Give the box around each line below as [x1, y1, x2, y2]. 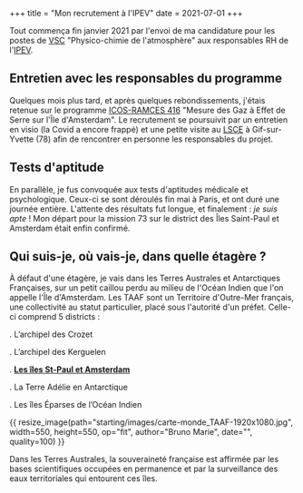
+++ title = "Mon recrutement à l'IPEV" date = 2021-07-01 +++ [9, 8, 243, 18]
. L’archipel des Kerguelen [9, 347, 106, 358]
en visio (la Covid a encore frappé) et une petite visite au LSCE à [9, 123, 251, 134]
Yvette [9, 133, 34, 144]
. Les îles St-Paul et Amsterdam [9, 364, 131, 375]
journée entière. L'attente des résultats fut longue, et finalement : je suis [9, 203, 279, 214]
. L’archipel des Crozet [9, 329, 93, 340]
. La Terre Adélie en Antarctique [9, 381, 129, 393]
